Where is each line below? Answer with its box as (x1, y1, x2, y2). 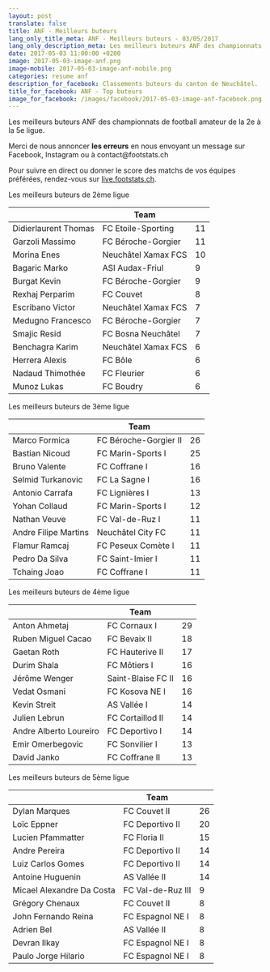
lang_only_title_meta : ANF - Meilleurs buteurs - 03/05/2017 (8, 34, 219, 43)
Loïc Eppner (12, 819, 58, 830)
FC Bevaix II (107, 633, 152, 644)
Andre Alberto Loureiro (12, 726, 99, 737)
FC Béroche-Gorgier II (96, 435, 182, 446)
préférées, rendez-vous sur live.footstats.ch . (8, 174, 157, 184)
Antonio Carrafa (12, 487, 73, 499)
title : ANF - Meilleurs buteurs (8, 27, 117, 35)
